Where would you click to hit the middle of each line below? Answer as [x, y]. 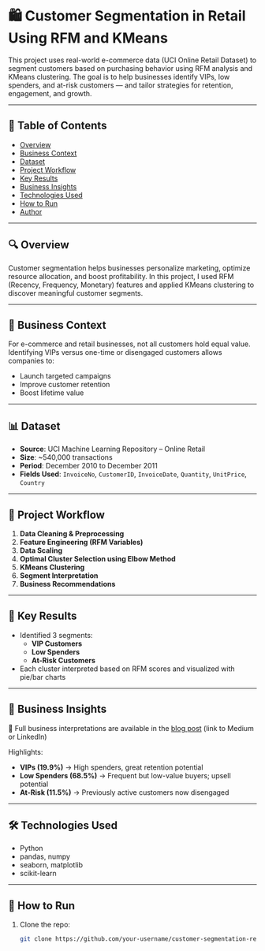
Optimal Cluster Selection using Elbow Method [97, 559]
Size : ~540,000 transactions [66, 457]
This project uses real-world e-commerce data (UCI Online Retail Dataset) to [132, 60]
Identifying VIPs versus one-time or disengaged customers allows [115, 352]
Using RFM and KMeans [88, 38]
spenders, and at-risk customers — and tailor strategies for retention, [121, 85]
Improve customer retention [65, 385]
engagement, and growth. [50, 93]
